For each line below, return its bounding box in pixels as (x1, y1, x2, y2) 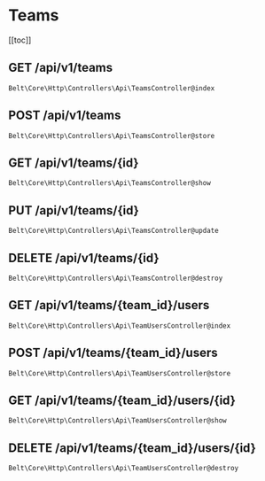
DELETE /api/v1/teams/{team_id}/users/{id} (8, 440, 256, 455)
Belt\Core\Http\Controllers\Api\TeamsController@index (8, 83, 215, 93)
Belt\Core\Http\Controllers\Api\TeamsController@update (8, 227, 219, 236)
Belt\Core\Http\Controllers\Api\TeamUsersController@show (8, 416, 227, 425)
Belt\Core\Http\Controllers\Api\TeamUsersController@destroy (8, 464, 239, 473)
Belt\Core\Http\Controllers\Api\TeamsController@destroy (8, 274, 223, 283)
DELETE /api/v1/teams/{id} (8, 250, 160, 266)
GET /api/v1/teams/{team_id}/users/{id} (8, 393, 237, 408)
